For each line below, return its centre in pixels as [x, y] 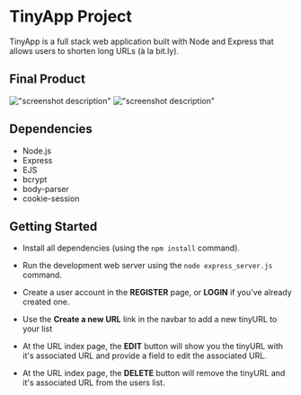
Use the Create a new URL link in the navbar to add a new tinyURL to [150, 320]
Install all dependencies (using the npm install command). [131, 248]
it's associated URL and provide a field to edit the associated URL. [144, 355]
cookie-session [51, 198]
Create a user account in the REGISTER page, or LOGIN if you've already [157, 293]
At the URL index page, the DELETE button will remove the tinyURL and [154, 373]
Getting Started [53, 226]
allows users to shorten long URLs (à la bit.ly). [94, 50]
